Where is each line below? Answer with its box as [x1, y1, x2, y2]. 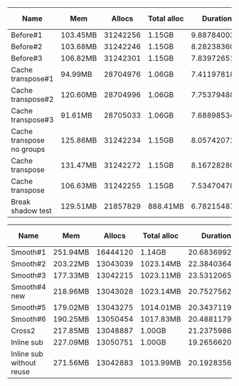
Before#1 [11, 30, 43, 40]
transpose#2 [11, 94, 54, 104]
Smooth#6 [11, 314, 46, 324]
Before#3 [11, 54, 43, 63]
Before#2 [11, 42, 43, 51]
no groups [11, 144, 46, 154]
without [11, 358, 36, 367]
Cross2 [11, 326, 36, 335]
